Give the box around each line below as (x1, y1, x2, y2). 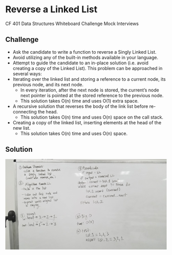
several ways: (12, 71, 42, 77)
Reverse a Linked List (5, 4, 98, 15)
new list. (12, 125, 31, 131)
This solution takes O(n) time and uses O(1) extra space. (20, 98, 139, 104)
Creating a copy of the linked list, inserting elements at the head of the (12, 119, 162, 126)
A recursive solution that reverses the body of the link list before (12, 103, 148, 109)
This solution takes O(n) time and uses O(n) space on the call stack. (20, 114, 164, 120)
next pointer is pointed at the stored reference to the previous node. (20, 92, 164, 98)
